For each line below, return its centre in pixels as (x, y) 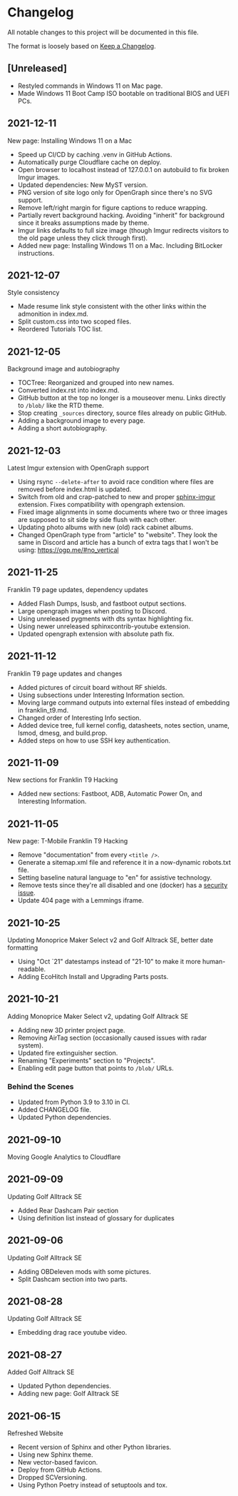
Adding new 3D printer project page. (71, 1030)
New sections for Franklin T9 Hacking (63, 780)
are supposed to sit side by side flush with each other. (97, 519)
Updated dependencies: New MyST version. (83, 185)
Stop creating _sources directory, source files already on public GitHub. (122, 413)
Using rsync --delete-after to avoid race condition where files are (116, 482)
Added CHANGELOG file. (54, 1110)
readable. (32, 969)
